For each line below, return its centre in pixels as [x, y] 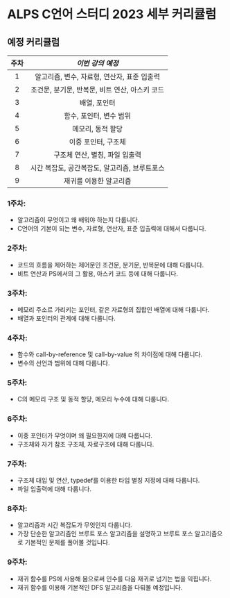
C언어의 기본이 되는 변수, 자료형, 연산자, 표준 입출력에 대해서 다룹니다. [112, 229]
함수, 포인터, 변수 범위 [98, 116]
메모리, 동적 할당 [98, 129]
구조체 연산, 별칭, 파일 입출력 [98, 155]
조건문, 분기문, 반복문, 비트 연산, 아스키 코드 [98, 90]
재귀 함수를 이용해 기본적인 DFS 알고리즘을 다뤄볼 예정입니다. [100, 587]
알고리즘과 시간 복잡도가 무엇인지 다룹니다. [75, 525]
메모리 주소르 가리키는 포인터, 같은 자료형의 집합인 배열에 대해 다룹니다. [113, 309]
